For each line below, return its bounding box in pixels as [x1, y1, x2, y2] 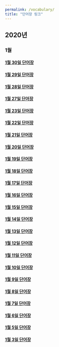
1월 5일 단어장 [5, 325, 31, 330]
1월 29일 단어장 [5, 72, 34, 77]
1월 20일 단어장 [5, 144, 34, 150]
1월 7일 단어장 [5, 300, 31, 307]
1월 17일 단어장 [5, 180, 33, 186]
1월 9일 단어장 [5, 276, 31, 282]
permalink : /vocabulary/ [5, 7, 55, 12]
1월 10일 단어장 [5, 264, 33, 270]
